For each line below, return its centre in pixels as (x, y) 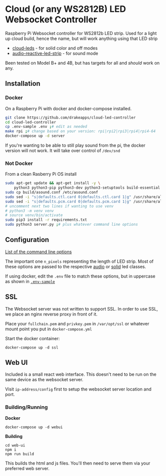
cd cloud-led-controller (31, 122)
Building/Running (26, 407)
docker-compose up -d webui (34, 427)
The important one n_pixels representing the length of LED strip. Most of (80, 261)
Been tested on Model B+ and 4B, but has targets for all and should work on (82, 63)
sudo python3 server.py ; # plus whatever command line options (72, 225)
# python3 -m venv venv (30, 211)
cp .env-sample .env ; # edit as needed (46, 127)
